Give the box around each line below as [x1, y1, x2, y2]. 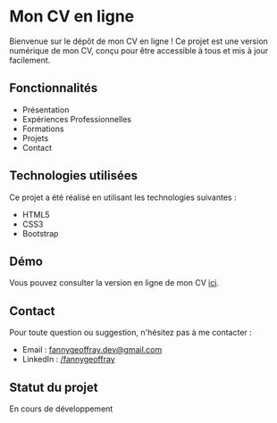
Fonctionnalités [9, 80, 98, 95]
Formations [21, 123, 64, 134]
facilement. [9, 54, 51, 65]
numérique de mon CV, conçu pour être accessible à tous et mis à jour [9, 45, 269, 55]
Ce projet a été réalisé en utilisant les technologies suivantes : [9, 192, 237, 203]
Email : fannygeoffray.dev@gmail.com [21, 344, 163, 355]
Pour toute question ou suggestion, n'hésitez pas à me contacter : [9, 328, 252, 338]
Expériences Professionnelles [21, 113, 132, 124]
